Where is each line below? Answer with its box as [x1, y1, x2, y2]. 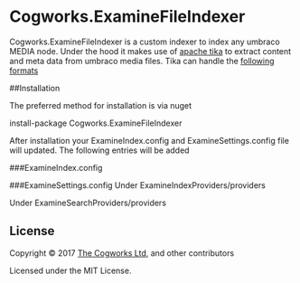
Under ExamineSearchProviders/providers [9, 197, 167, 208]
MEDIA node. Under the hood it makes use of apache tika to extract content [9, 45, 292, 56]
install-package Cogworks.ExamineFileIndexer [9, 118, 183, 128]
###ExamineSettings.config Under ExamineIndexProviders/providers [9, 179, 267, 191]
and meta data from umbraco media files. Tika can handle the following [9, 55, 275, 66]
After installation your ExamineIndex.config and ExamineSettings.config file [9, 135, 289, 146]
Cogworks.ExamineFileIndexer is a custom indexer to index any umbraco [9, 36, 280, 47]
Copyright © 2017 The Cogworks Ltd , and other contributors [9, 247, 235, 259]
